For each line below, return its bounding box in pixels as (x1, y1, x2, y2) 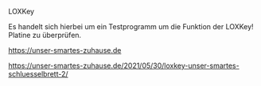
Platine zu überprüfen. (8, 31, 82, 39)
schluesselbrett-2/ (8, 69, 69, 78)
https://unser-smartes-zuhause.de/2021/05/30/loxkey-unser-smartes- (8, 61, 240, 70)
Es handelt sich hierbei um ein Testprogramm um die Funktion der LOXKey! (8, 22, 254, 31)
